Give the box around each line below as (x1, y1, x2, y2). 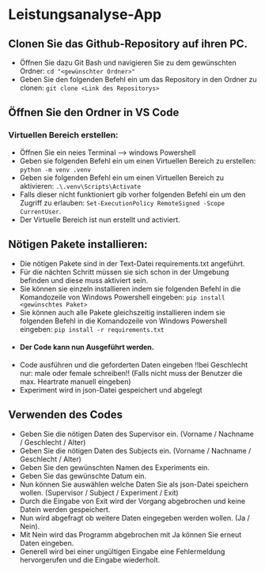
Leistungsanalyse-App (8, 6, 162, 24)
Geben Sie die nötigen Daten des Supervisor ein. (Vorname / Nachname (19, 429, 255, 438)
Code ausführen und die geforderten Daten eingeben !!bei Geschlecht (19, 359, 248, 369)
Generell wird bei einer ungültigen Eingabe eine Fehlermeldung (19, 547, 225, 556)
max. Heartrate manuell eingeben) (19, 377, 132, 386)
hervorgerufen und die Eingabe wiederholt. (19, 555, 161, 564)
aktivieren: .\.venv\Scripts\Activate (19, 181, 141, 190)
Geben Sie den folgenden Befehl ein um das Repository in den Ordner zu (19, 75, 257, 84)
